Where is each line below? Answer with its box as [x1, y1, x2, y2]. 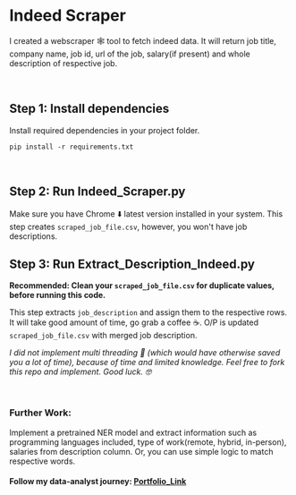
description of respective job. [9, 57, 118, 68]
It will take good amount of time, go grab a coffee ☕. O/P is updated [9, 317, 259, 328]
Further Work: [9, 406, 72, 419]
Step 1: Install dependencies [9, 101, 170, 116]
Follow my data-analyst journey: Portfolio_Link [9, 476, 187, 487]
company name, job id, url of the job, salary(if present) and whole [9, 48, 250, 59]
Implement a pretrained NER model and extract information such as [9, 427, 258, 438]
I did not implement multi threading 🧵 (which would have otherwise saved [9, 347, 281, 358]
